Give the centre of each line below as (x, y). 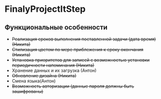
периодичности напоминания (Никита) (53, 65)
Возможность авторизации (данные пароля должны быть (73, 86)
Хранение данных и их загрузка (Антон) (54, 70)
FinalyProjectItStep (45, 9)
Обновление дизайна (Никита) (44, 76)
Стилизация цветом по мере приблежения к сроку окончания (78, 49)
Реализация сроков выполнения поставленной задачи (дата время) (84, 39)
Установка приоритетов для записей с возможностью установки (80, 60)
